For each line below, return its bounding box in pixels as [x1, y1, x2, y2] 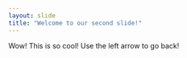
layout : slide [8, 11, 56, 20]
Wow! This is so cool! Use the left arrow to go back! [8, 41, 180, 50]
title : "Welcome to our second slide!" [8, 19, 143, 27]
